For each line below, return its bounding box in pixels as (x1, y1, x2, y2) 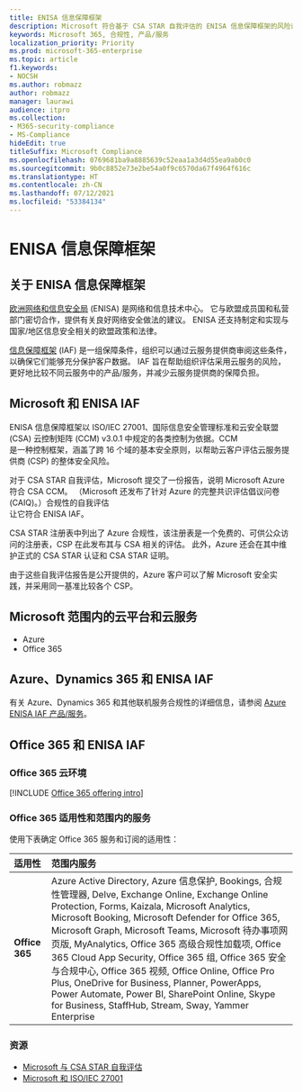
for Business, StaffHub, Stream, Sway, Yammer (50, 999, 249, 1012)
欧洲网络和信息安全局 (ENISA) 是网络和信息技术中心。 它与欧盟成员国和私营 (9, 302, 289, 313)
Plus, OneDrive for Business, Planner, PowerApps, (50, 977, 262, 989)
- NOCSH (9, 72, 39, 81)
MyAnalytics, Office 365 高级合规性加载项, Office (74, 938, 281, 951)
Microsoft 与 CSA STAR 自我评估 (22, 1061, 143, 1072)
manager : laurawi (9, 96, 75, 106)
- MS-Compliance (9, 131, 70, 140)
